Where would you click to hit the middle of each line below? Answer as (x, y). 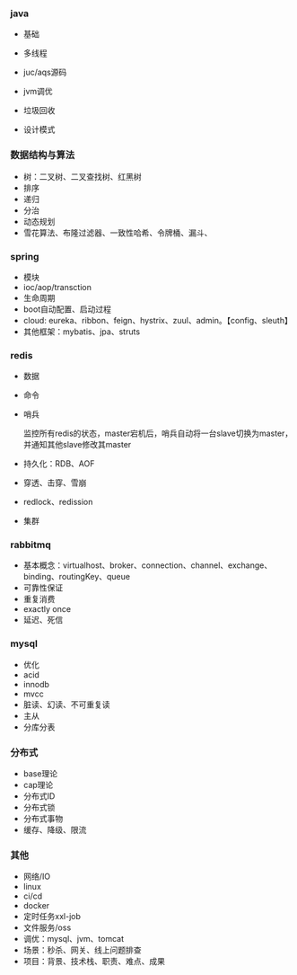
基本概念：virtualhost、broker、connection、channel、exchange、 (148, 565)
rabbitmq (31, 545)
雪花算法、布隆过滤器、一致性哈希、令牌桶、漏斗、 (118, 233)
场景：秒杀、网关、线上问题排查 (82, 950)
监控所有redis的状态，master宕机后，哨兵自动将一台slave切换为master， (158, 433)
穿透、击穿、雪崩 (55, 483)
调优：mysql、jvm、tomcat (74, 939)
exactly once (47, 609)
